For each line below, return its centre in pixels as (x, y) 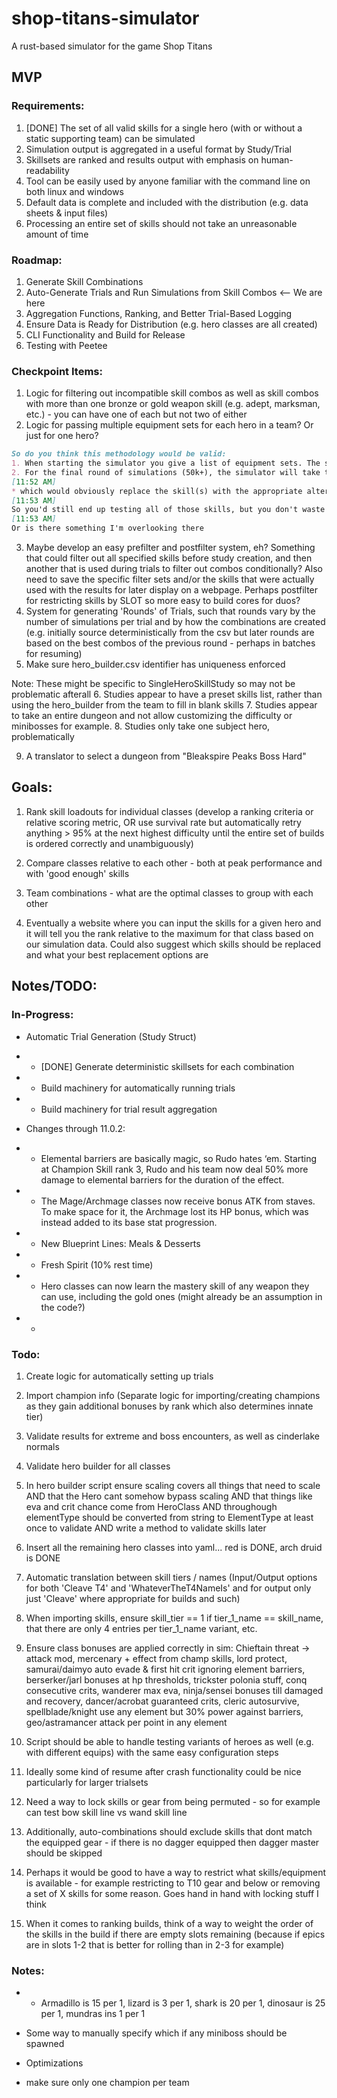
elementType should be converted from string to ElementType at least (169, 1517)
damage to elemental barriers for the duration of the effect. (162, 1179)
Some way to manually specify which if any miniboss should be (156, 2033)
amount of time (57, 234)
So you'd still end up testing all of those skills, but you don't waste (168, 510)
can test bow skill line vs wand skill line (106, 1812)
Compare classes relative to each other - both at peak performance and (174, 863)
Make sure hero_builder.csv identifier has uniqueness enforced (155, 664)
